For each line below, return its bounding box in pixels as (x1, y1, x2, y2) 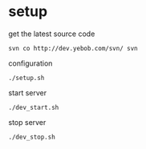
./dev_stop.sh (8, 133, 56, 141)
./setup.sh (8, 74, 45, 82)
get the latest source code (8, 29, 95, 38)
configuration (8, 58, 53, 68)
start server (8, 87, 47, 98)
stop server (8, 117, 47, 127)
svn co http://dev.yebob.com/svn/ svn (8, 44, 138, 52)
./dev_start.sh (8, 103, 59, 111)
